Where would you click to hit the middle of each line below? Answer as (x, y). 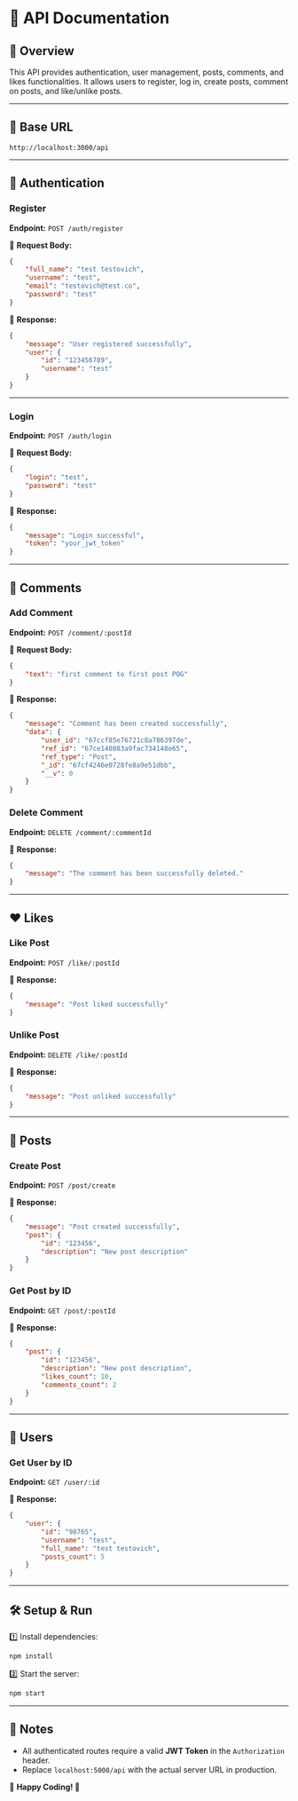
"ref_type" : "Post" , (79, 757)
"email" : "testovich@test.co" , (83, 286)
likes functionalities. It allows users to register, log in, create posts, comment (149, 82)
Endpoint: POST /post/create (63, 1185)
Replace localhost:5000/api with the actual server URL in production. (149, 1769)
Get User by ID (41, 1462)
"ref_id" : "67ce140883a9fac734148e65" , (115, 748)
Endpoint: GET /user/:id (55, 1482)
